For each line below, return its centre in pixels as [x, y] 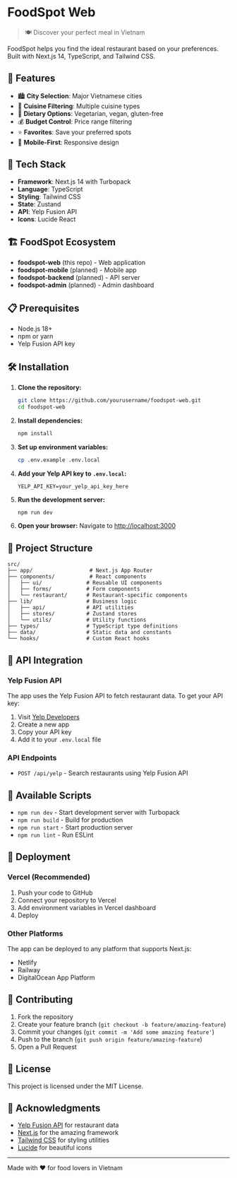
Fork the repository [45, 1017]
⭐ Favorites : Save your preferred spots [74, 132]
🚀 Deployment [39, 857]
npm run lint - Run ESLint [55, 835]
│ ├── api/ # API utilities [71, 608]
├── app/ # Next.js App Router [80, 571]
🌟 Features [31, 78]
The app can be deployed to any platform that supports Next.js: [99, 948]
